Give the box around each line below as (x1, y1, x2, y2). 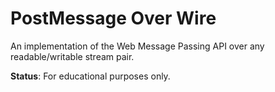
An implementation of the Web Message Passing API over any (10, 40, 265, 52)
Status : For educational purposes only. (10, 70, 171, 82)
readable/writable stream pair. (10, 50, 135, 62)
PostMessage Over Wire (10, 7, 217, 30)
